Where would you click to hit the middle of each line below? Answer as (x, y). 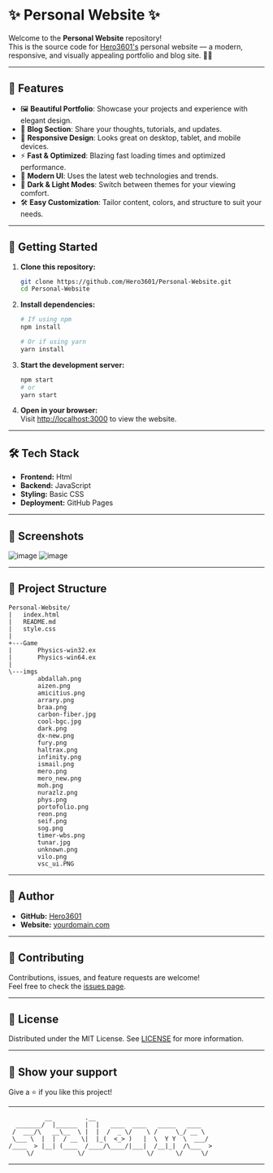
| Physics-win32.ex (52, 650)
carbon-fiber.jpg (67, 714)
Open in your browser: (59, 410)
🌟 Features (36, 88)
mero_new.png (60, 778)
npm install (40, 327)
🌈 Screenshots (46, 536)
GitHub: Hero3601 (51, 916)
